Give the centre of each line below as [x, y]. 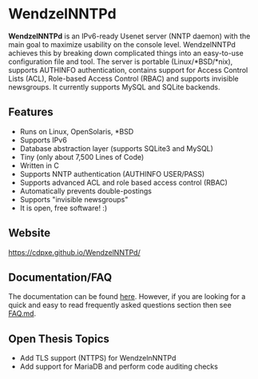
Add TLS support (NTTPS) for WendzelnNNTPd [98, 358]
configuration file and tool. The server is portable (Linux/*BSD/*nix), [121, 62]
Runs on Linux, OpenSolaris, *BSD [77, 131]
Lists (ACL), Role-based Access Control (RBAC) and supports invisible [124, 78]
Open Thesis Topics [59, 339]
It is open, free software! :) [64, 208]
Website [29, 233]
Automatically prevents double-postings [86, 191]
